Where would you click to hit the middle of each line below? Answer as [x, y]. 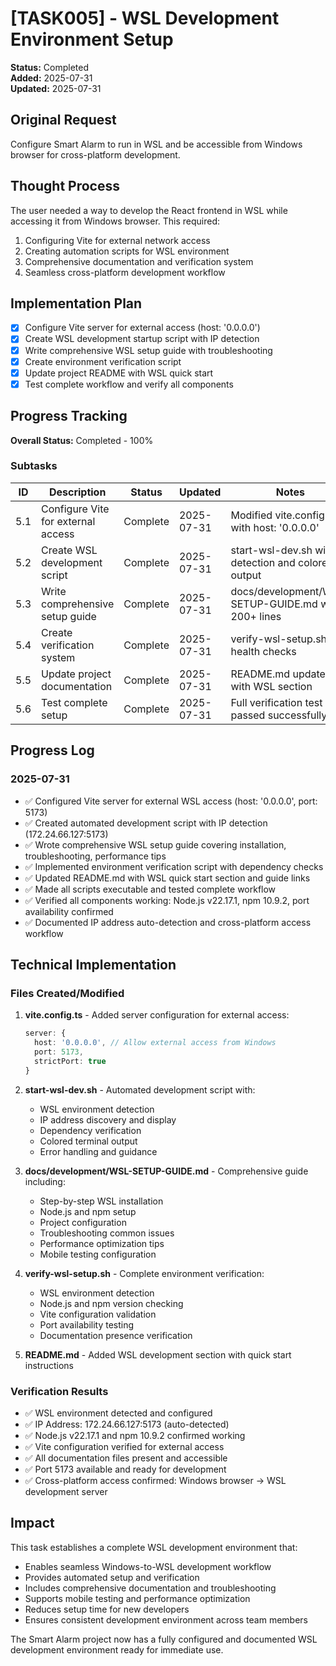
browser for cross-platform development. [95, 154]
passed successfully [279, 715]
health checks [263, 651]
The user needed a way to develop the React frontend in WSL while [149, 210]
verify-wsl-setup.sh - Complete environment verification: [144, 1273]
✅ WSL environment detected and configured [118, 1413]
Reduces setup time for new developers [107, 1609]
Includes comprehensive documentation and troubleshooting [150, 1588]
